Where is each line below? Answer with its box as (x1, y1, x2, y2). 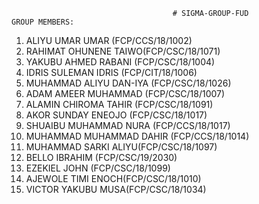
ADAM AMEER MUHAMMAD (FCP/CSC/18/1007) (25, 88, 226, 99)
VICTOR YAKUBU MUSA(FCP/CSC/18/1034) (25, 184, 207, 195)
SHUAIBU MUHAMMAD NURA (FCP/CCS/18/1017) (25, 120, 231, 131)
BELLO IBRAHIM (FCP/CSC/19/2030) (25, 152, 178, 163)
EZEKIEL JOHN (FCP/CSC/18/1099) (25, 162, 171, 174)
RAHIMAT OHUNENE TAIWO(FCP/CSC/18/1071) (25, 45, 221, 57)
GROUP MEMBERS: (11, 17, 75, 27)
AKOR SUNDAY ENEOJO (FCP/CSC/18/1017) (25, 109, 208, 121)
